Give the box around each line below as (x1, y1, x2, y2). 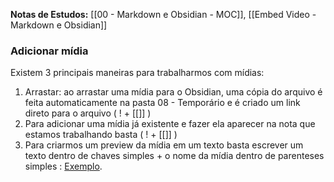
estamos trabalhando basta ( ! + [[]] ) (24, 129, 178, 141)
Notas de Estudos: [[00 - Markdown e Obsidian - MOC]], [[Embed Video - (10, 9, 317, 20)
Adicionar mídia (10, 44, 89, 58)
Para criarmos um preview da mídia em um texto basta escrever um (24, 139, 304, 151)
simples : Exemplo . (24, 160, 103, 173)
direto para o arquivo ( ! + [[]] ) (24, 107, 152, 119)
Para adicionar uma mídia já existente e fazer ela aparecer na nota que (24, 118, 316, 130)
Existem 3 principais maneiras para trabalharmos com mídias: (10, 67, 265, 79)
